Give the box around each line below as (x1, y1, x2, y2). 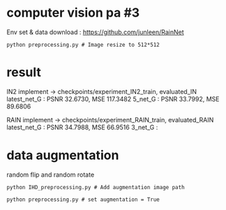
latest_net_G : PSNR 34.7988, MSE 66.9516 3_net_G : (6, 123, 158, 131)
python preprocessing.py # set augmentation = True (6, 196, 160, 203)
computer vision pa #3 (6, 5, 140, 21)
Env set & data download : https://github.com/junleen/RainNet (6, 28, 184, 36)
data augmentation (6, 147, 119, 163)
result (6, 65, 41, 81)
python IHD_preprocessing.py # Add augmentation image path (6, 184, 186, 191)
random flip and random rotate (6, 170, 95, 179)
